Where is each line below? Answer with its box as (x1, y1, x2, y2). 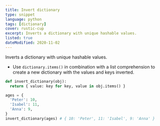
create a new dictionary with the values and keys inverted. (12, 69, 135, 75)
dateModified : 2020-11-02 (5, 40, 60, 45)
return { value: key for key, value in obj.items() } (10, 84, 126, 89)
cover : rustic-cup (5, 26, 44, 31)
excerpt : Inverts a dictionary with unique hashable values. (5, 31, 137, 36)
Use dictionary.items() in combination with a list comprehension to (12, 64, 155, 70)
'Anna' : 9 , (10, 107, 33, 112)
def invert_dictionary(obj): (5, 79, 67, 84)
